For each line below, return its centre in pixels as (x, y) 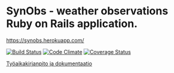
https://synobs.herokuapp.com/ (45, 40)
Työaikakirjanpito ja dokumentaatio (49, 63)
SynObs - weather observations (87, 11)
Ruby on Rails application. (72, 24)
